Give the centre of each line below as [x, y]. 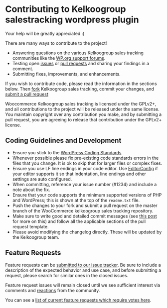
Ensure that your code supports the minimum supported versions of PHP [87, 195]
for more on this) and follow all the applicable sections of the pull [79, 221]
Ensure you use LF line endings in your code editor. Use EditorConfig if [85, 168]
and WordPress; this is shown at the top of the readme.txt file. [76, 200]
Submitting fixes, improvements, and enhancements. [66, 74]
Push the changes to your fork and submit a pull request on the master [85, 205]
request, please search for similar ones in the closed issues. [67, 275]
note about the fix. [31, 190]
